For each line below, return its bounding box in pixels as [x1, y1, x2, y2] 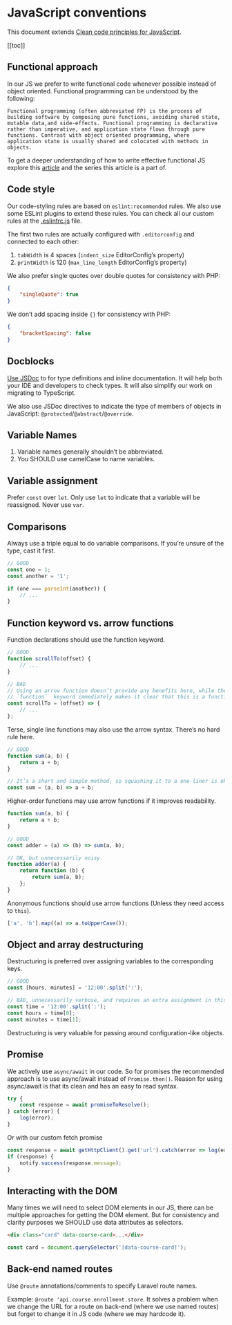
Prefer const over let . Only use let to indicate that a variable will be [7, 493, 200, 502]
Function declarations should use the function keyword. [7, 636, 166, 644]
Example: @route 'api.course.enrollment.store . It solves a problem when [7, 1295, 218, 1303]
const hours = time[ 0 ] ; [7, 1010, 76, 1017]
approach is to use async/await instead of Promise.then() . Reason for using [7, 1074, 223, 1083]
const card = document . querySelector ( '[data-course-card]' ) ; [7, 1244, 187, 1251]
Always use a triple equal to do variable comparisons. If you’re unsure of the [7, 539, 224, 548]
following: [7, 94, 35, 102]
